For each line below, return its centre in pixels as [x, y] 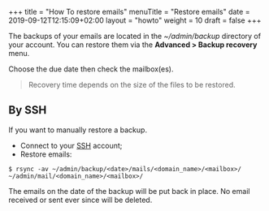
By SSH [28, 110]
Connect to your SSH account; [71, 145]
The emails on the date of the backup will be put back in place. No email [129, 191]
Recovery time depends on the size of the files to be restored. [132, 85]
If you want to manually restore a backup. [78, 130]
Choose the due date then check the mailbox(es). [91, 69]
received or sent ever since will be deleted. [80, 200]
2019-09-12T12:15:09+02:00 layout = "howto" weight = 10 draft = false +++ [135, 20]
